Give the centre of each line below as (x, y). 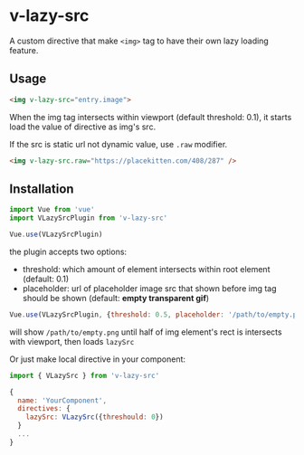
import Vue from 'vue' (52, 210)
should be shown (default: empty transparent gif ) (116, 298)
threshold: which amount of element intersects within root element (146, 269)
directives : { (44, 409)
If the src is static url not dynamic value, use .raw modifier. (119, 144)
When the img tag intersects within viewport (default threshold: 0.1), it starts (151, 117)
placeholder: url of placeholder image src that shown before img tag (150, 288)
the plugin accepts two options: (68, 251)
